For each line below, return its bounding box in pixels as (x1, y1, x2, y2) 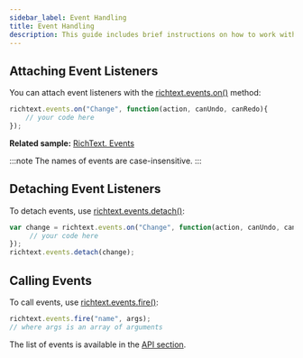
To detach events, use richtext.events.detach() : (9, 205, 185, 216)
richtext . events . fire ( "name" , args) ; (9, 314, 151, 323)
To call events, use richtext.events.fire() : (9, 297, 160, 308)
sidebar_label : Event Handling (9, 13, 127, 23)
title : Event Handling (9, 22, 95, 31)
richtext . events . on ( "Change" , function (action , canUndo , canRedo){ (9, 105, 269, 114)
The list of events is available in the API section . (9, 339, 187, 350)
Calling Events (9, 272, 92, 289)
